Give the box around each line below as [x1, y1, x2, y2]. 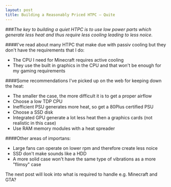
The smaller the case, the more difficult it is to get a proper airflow [12, 93, 152, 99]
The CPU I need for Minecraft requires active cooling [12, 57, 124, 63]
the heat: [5, 83, 25, 89]
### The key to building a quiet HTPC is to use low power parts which [5, 26, 152, 32]
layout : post [5, 7, 33, 13]
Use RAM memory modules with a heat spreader [12, 125, 115, 131]
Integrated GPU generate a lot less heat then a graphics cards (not [12, 114, 153, 120]
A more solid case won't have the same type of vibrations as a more [12, 156, 156, 162]
